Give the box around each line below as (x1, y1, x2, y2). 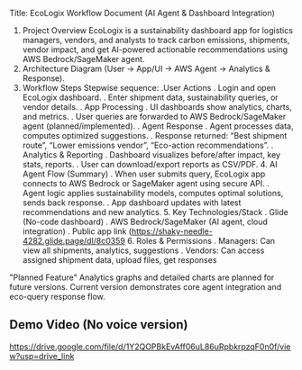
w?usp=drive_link (9, 350, 75, 361)
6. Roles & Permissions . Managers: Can (127, 236, 276, 246)
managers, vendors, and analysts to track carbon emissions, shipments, (22, 35, 290, 45)
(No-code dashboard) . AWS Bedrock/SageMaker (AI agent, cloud (22, 216, 269, 227)
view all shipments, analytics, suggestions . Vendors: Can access (22, 245, 265, 256)
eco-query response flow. (9, 292, 105, 302)
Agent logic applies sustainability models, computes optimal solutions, (22, 188, 284, 198)
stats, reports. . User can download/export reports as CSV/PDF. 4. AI (22, 159, 278, 169)
